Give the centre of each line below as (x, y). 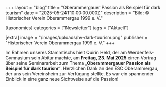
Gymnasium (18, 58)
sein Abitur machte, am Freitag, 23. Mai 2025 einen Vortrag (94, 58)
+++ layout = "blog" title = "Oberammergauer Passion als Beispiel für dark (83, 7)
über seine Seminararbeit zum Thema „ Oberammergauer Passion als (78, 63)
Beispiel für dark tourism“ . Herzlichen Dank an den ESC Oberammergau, (82, 68)
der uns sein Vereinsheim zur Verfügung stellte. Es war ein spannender (79, 74)
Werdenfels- (141, 53)
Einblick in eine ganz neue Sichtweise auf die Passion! (62, 79)
